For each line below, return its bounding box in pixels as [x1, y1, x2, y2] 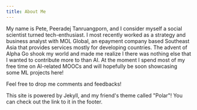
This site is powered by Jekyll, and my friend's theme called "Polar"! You [6, 92, 183, 99]
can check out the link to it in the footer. [6, 98, 103, 105]
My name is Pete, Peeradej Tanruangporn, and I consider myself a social [6, 25, 182, 32]
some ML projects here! [6, 69, 64, 76]
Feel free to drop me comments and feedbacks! [6, 80, 122, 88]
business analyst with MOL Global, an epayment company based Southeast [6, 37, 190, 44]
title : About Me [6, 8, 46, 15]
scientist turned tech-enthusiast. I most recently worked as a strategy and [6, 31, 186, 38]
